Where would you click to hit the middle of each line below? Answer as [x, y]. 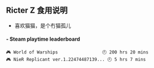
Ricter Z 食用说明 [37, 10]
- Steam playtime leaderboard [43, 39]
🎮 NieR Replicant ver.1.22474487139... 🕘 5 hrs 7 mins [76, 60]
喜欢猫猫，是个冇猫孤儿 [43, 26]
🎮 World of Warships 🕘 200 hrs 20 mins [77, 52]
